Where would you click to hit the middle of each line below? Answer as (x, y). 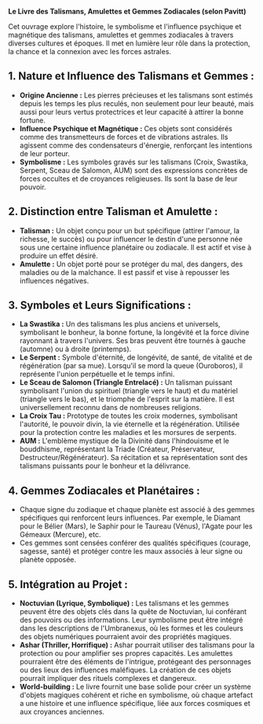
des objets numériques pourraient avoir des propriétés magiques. (125, 637)
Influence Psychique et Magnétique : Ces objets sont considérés (126, 128)
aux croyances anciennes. (62, 712)
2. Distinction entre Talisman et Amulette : (113, 212)
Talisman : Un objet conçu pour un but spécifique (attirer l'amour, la (130, 230)
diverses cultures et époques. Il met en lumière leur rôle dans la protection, (129, 43)
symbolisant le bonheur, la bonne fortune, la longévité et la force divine (134, 332)
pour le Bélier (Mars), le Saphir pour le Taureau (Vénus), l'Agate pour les (136, 526)
